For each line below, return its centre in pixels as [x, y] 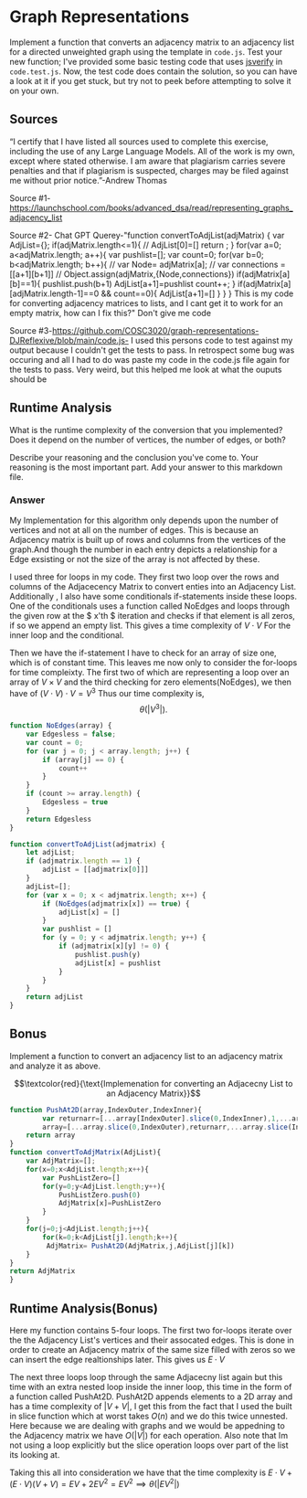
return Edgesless [59, 819]
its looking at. [35, 1455]
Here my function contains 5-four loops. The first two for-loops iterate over [151, 1331]
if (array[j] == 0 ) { [84, 760]
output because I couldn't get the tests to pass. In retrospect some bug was [152, 350]
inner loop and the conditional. [67, 635]
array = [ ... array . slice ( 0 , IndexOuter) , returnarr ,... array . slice [165, 1127]
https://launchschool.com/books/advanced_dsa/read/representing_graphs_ [152, 207]
